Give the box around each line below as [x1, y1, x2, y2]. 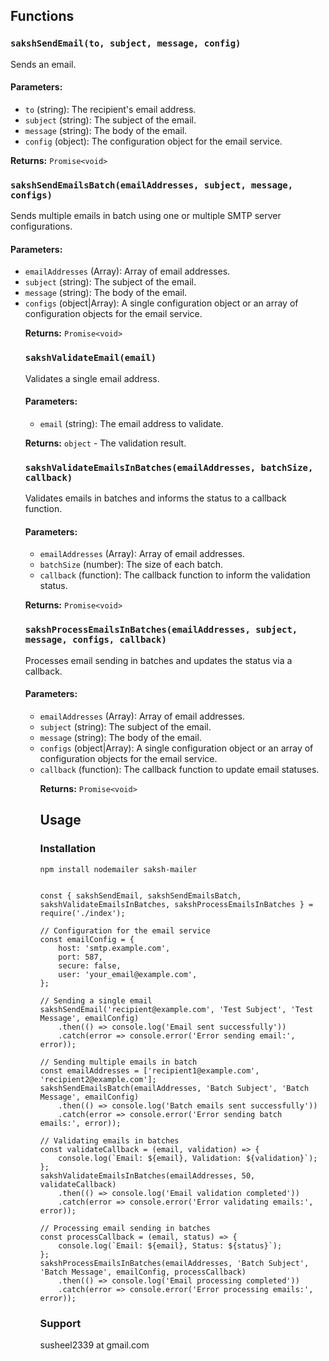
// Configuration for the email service [39, 925, 211, 936]
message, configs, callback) [24, 634, 167, 646]
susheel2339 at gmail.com [39, 1339, 150, 1351]
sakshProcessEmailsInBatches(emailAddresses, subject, [24, 624, 298, 636]
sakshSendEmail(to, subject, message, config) [10, 38, 242, 49]
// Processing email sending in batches [39, 1223, 211, 1233]
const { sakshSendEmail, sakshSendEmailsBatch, [39, 890, 242, 901]
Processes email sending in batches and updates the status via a [24, 654, 293, 666]
